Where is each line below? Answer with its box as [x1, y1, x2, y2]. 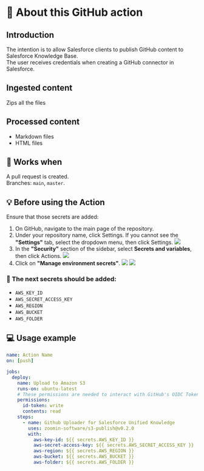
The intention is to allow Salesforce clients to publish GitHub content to [6, 46, 184, 53]
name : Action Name [6, 352, 53, 358]
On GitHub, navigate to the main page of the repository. [15, 225, 154, 232]
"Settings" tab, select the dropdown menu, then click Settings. [15, 239, 174, 246]
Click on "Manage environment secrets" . [15, 260, 120, 267]
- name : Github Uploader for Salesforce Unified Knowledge [22, 419, 175, 425]
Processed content [6, 117, 80, 127]
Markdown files [15, 133, 55, 140]
